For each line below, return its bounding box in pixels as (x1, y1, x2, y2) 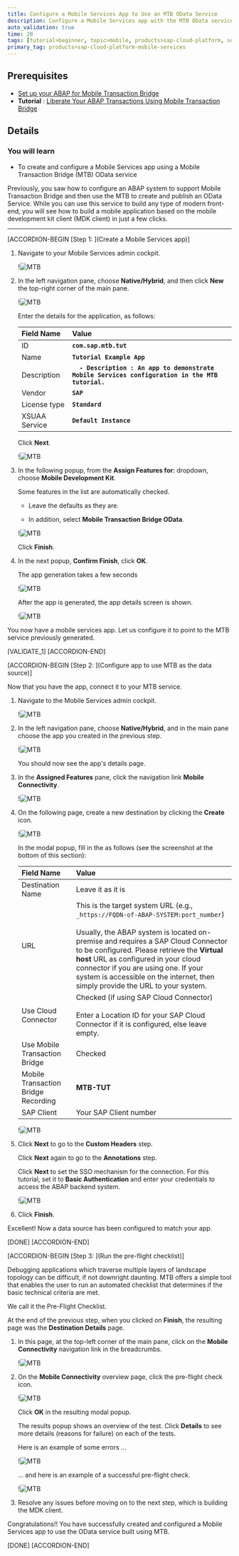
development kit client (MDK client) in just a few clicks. (7, 214, 169, 223)
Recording (21, 1096, 56, 1106)
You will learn (7, 146, 55, 156)
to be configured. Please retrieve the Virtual (75, 945, 223, 955)
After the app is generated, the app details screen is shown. (17, 597, 193, 607)
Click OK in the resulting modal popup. (17, 1408, 132, 1416)
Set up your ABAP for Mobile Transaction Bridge (17, 89, 159, 97)
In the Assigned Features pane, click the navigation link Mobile (17, 772, 204, 782)
